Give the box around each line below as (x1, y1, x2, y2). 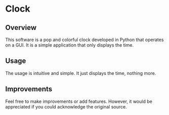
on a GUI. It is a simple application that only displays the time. (5, 42, 134, 48)
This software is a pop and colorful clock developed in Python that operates (5, 36, 164, 43)
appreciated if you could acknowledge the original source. (5, 103, 127, 109)
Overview (5, 23, 37, 32)
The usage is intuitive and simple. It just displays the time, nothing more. (5, 70, 156, 76)
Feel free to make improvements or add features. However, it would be (5, 98, 152, 104)
